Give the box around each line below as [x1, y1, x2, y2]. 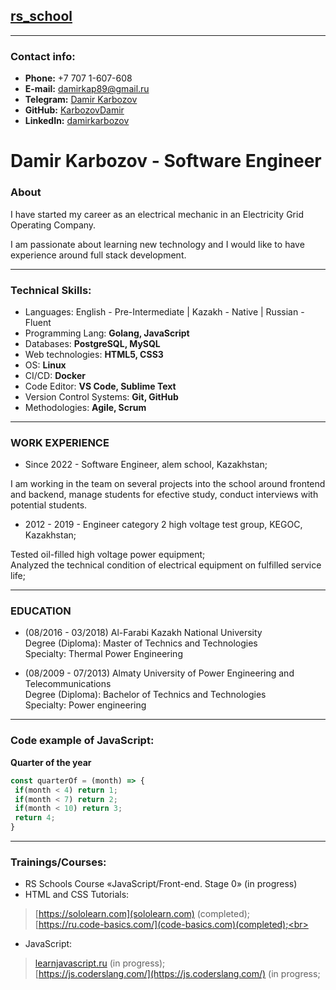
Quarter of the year [10, 756, 92, 768]
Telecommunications [24, 678, 112, 690]
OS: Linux [24, 359, 67, 371]
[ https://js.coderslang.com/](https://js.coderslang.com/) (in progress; [34, 968, 321, 980]
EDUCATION [10, 604, 72, 618]
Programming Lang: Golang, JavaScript [24, 327, 190, 339]
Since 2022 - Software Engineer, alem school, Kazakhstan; [24, 459, 268, 471]
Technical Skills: [10, 283, 92, 297]
